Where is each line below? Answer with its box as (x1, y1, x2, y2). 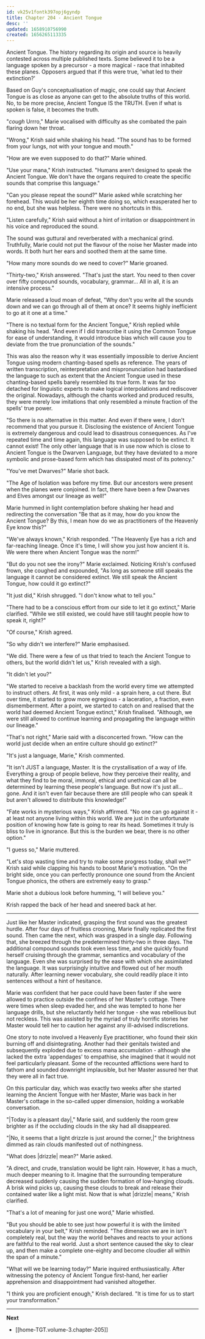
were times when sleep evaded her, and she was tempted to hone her (6, 1002, 182, 1009)
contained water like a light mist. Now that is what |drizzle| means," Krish (6, 1191, 190, 1198)
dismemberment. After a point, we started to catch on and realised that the (6, 702, 194, 709)
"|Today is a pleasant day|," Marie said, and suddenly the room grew (6, 1116, 179, 1123)
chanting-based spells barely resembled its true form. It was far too (6, 379, 176, 386)
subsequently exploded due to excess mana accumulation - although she (6, 1047, 191, 1054)
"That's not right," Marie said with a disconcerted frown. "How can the (6, 733, 184, 741)
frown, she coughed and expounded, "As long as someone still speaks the (6, 567, 193, 575)
